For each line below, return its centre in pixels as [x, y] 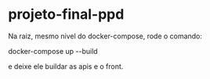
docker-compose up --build [53, 51]
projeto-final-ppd [66, 14]
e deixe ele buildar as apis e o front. [66, 66]
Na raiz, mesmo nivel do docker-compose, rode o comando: [105, 36]
